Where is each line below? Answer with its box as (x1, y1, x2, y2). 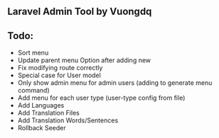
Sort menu (17, 49, 49, 57)
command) (17, 86, 50, 95)
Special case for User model (17, 71, 101, 80)
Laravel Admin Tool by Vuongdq (7, 6, 152, 18)
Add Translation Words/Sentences (17, 116, 119, 125)
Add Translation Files (17, 109, 80, 117)
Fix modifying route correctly (17, 64, 103, 72)
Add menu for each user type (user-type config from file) (17, 93, 186, 102)
